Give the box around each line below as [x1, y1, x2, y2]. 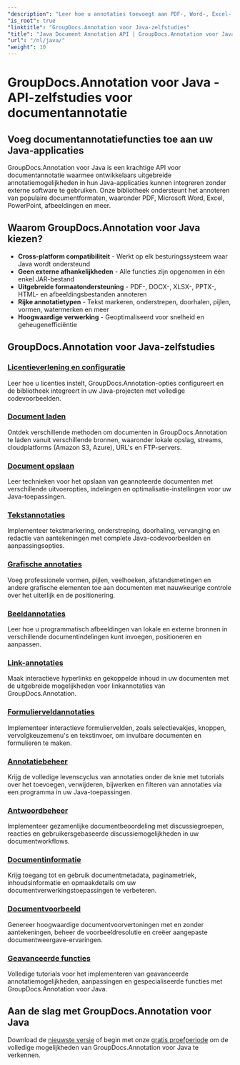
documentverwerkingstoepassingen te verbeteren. [7, 886, 157, 895]
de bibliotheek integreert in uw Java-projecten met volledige [7, 386, 186, 395]
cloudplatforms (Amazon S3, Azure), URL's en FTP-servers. [7, 443, 182, 451]
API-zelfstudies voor [7, 90, 134, 106]
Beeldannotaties [7, 609, 66, 619]
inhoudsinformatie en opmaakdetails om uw [7, 879, 136, 887]
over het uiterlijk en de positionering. [7, 591, 116, 599]
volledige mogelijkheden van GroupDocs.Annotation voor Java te [7, 1043, 199, 1051]
